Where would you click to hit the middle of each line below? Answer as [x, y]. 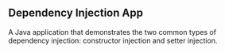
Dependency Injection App [76, 13]
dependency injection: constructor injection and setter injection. [113, 40]
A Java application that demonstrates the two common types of [112, 32]
